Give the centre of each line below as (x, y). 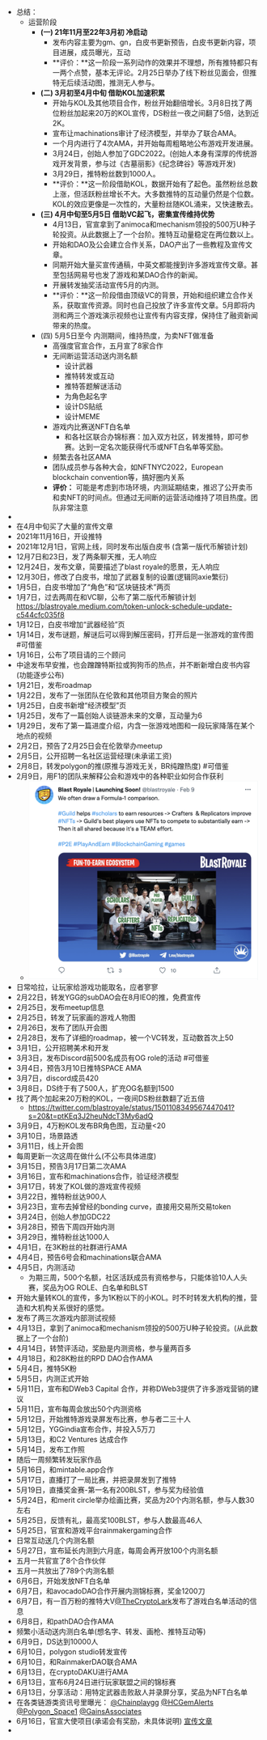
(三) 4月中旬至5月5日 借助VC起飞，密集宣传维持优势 (127, 214)
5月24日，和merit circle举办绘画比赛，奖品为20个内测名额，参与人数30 (135, 1500)
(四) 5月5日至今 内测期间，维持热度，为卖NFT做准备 (127, 335)
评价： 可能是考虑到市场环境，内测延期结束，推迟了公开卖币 (153, 487)
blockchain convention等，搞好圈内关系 (118, 477)
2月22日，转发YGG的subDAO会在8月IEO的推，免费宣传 (108, 997)
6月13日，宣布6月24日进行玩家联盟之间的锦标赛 (96, 1682)
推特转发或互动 (89, 376)
